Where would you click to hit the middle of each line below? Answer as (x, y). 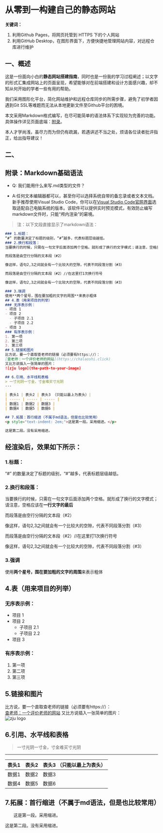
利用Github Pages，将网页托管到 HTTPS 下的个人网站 (66, 35)
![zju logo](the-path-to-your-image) (43, 368)
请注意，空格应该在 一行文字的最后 (39, 505)
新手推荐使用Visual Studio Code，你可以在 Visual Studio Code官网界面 (82, 202)
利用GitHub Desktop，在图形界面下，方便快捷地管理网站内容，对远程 (81, 41)
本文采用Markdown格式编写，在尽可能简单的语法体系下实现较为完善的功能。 (81, 115)
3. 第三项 (14, 346)
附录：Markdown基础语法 (44, 173)
